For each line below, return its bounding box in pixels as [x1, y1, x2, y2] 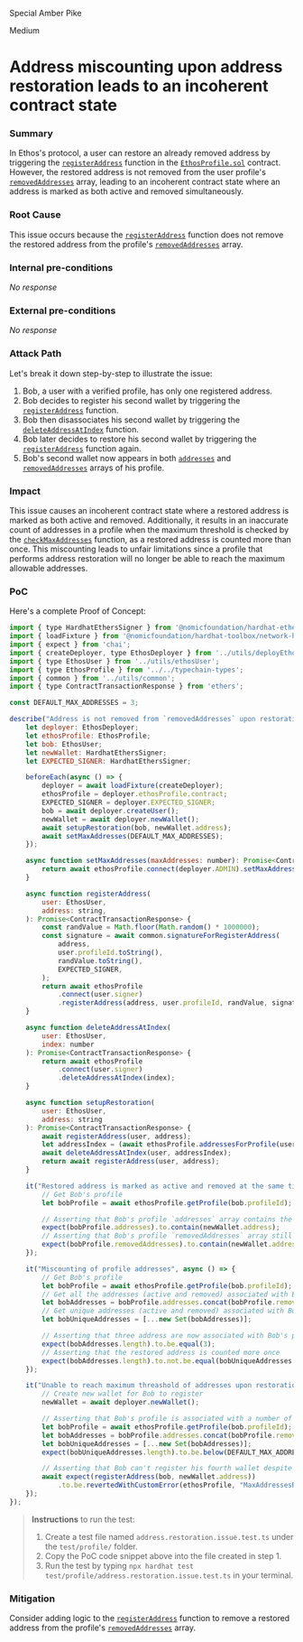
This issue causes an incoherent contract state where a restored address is [9, 505, 289, 515]
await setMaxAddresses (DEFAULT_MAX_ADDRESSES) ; [41, 831, 224, 840]
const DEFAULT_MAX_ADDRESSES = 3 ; [9, 699, 140, 708]
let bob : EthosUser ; [25, 739, 103, 748]
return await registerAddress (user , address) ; [41, 1157, 220, 1166]
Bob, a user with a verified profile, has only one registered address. [22, 385, 273, 396]
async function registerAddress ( [25, 889, 151, 898]
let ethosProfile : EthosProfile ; [25, 731, 151, 740]
